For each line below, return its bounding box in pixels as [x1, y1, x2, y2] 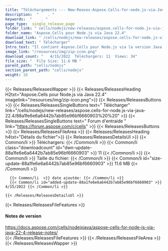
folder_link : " [5, 26, 37, 31]
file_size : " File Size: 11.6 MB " [5, 58, 81, 63]
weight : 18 [5, 72, 28, 77]
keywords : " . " [5, 16, 48, 21]
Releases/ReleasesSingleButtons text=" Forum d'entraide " [5, 118, 126, 124]
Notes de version [5, 213, 41, 219]
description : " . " [5, 12, 55, 17]
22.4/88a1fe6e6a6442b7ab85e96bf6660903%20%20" [5, 112, 120, 118]
